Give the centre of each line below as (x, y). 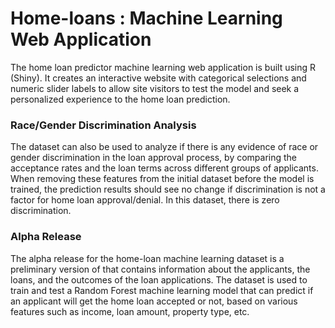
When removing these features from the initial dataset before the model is (162, 179)
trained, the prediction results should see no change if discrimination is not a (168, 189)
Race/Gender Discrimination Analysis (103, 125)
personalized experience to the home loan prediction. (120, 99)
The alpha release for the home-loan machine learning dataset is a (147, 258)
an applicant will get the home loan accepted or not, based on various (154, 301)
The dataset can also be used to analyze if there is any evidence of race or (164, 147)
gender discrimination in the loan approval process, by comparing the (154, 158)
